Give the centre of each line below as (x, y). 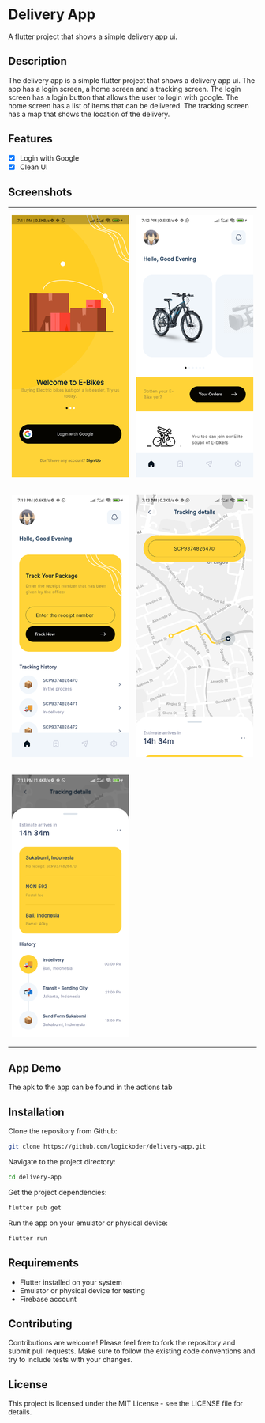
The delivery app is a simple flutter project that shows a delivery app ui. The (132, 80)
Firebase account (48, 1299)
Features (30, 139)
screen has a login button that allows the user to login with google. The (123, 97)
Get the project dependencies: (58, 1193)
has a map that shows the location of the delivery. (89, 114)
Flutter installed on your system (71, 1282)
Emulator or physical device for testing (82, 1290)
